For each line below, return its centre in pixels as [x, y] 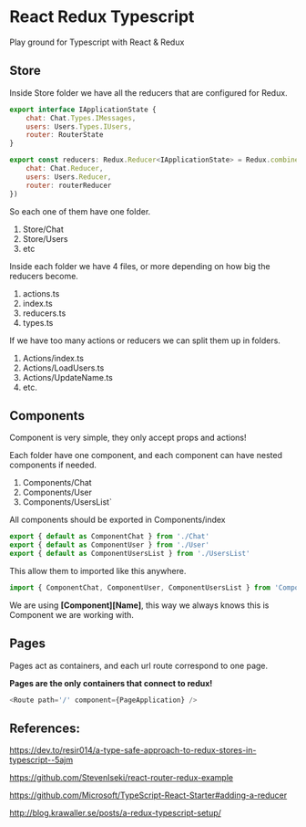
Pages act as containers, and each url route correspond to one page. [139, 665]
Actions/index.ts [53, 358]
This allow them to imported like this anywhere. [98, 571]
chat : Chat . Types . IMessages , [81, 118]
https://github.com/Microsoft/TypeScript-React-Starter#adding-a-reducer [148, 795]
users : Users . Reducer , [69, 177]
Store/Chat [43, 229]
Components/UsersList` [67, 502]
